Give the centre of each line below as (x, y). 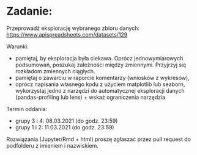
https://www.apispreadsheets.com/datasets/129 (67, 34)
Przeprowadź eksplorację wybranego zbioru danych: (73, 28)
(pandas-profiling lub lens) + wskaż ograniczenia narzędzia (90, 97)
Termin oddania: (27, 109)
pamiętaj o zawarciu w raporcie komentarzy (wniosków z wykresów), (102, 77)
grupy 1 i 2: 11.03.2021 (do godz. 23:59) (65, 127)
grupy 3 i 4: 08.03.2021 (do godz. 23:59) (66, 121)
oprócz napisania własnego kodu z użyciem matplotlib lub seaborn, (100, 84)
